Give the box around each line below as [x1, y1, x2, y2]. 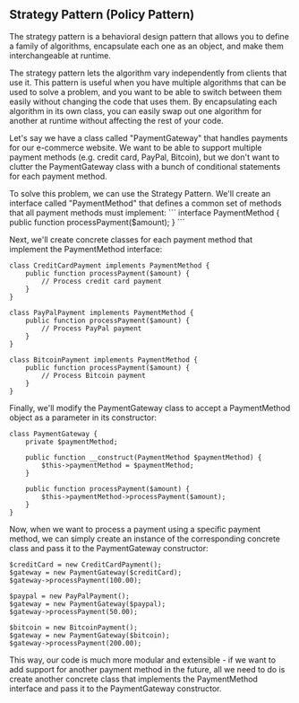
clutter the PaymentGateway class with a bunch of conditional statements [9, 161, 281, 171]
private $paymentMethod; [25, 437, 118, 446]
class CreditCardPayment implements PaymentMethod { [9, 260, 210, 270]
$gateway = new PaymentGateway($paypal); [9, 599, 167, 609]
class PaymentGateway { [9, 429, 98, 438]
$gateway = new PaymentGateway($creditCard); [9, 567, 182, 577]
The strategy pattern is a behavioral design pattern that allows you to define [9, 31, 289, 41]
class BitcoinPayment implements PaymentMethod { [9, 355, 199, 365]
